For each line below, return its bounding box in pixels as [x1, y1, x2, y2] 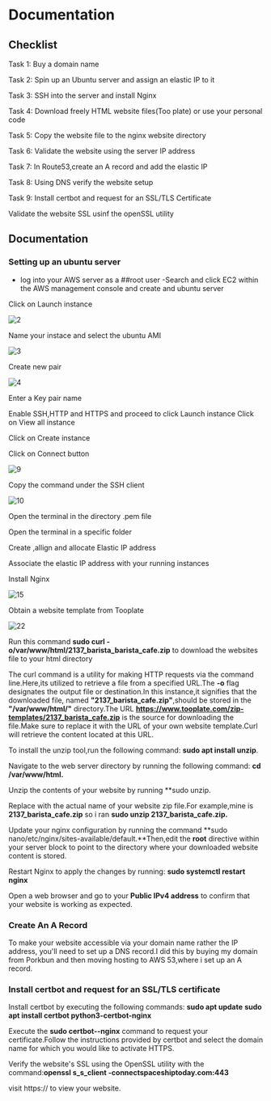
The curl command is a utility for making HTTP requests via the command [8, 669, 255, 679]
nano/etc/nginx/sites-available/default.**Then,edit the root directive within [8, 833, 260, 843]
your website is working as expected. [8, 899, 133, 909]
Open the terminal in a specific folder [8, 527, 132, 537]
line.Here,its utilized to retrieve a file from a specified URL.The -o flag [8, 677, 240, 688]
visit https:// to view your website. [8, 1083, 121, 1093]
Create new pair [8, 361, 62, 371]
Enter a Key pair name [8, 393, 83, 403]
